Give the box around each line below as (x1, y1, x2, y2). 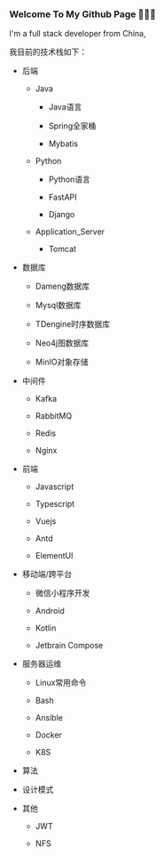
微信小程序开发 (35, 588, 90, 599)
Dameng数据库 (35, 281, 90, 292)
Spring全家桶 (48, 120, 97, 132)
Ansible (35, 713, 64, 723)
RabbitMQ (35, 411, 73, 421)
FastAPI (48, 192, 77, 203)
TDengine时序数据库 (35, 319, 111, 330)
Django (48, 209, 75, 220)
